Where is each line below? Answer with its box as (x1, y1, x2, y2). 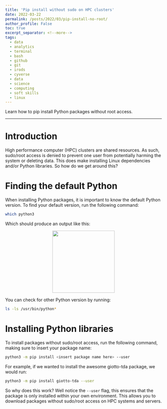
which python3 (5, 212, 35, 217)
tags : (5, 35, 16, 40)
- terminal (9, 49, 32, 54)
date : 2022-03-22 (5, 12, 41, 17)
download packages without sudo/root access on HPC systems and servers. (5, 398, 162, 404)
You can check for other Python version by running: (5, 297, 111, 303)
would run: (5, 369, 27, 375)
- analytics (9, 44, 35, 49)
